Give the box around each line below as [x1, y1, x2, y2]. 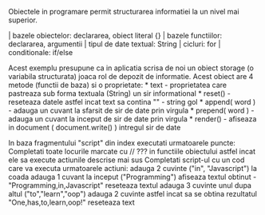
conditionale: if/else [8, 48, 73, 57]
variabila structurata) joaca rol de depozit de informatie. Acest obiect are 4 [8, 72, 254, 81]
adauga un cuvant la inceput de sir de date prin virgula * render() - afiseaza [8, 114, 257, 123]
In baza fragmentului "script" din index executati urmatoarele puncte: [8, 138, 235, 147]
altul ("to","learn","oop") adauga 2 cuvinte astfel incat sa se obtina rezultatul [8, 189, 258, 198]
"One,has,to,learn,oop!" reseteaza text [8, 197, 135, 207]
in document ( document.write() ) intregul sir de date [8, 123, 181, 132]
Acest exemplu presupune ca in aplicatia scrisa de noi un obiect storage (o [8, 63, 254, 73]
